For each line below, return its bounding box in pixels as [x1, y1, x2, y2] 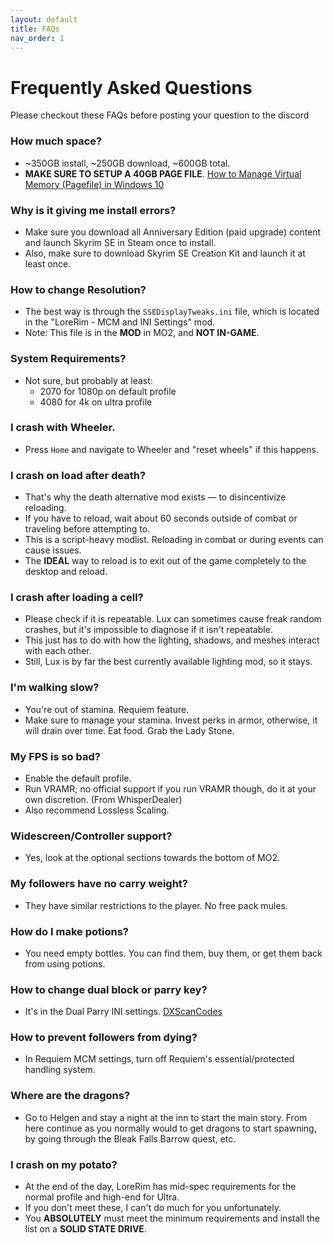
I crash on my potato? [10, 1157, 118, 1171]
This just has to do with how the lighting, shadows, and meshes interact [24, 634, 320, 646]
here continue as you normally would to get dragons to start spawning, [24, 1122, 317, 1134]
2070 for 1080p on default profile [39, 385, 177, 397]
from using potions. [24, 957, 106, 970]
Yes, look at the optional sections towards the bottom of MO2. [24, 852, 281, 864]
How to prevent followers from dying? [10, 1031, 198, 1045]
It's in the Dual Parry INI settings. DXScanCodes [24, 1006, 223, 1018]
